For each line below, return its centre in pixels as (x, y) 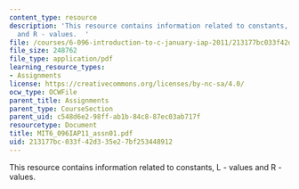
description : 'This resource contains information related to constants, (149, 26)
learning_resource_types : (57, 68)
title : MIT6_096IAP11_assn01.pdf (71, 134)
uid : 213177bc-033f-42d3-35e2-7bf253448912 (91, 142)
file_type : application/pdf (61, 59)
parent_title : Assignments (59, 100)
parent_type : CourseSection (61, 109)
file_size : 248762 (43, 51)
